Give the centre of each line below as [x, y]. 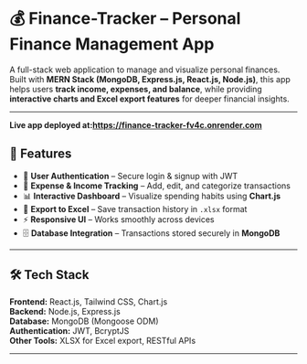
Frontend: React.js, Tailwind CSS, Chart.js [89, 301]
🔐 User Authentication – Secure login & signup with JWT [130, 176]
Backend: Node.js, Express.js [65, 311]
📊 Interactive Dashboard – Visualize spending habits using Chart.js [152, 196]
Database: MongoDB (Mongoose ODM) [84, 321]
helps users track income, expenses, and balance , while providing [136, 89]
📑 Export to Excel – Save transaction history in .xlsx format [135, 209]
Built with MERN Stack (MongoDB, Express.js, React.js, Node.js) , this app [150, 79]
